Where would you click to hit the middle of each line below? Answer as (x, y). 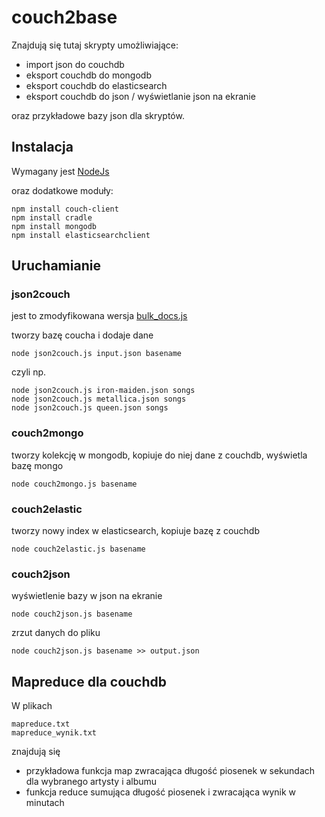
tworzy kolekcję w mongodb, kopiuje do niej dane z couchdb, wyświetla (159, 455)
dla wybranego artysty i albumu (91, 782)
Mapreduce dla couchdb (89, 681)
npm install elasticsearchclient (81, 235)
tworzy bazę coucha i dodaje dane (82, 335)
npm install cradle (52, 217)
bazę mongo (37, 465)
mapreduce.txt (41, 724)
